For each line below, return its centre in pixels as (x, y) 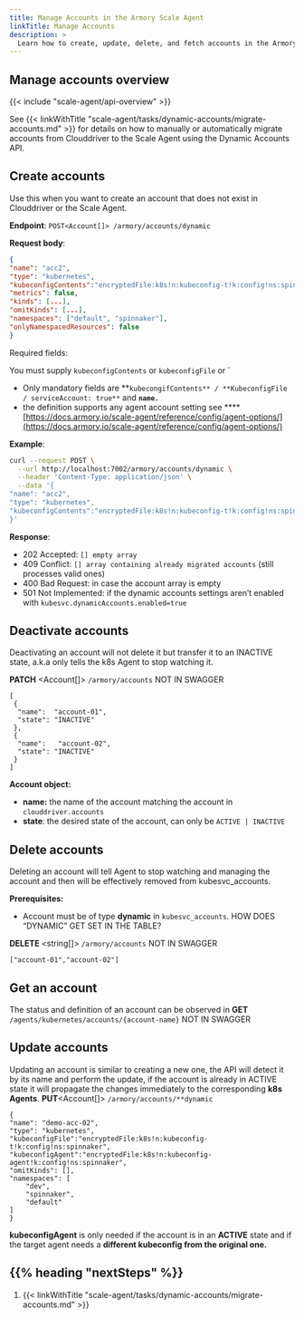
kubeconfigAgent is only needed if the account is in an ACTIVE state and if (151, 1235)
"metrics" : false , (44, 293)
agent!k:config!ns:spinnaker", (68, 1162)
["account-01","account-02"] (64, 960)
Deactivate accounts (69, 631)
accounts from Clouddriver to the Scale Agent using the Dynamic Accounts (149, 139)
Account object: (40, 784)
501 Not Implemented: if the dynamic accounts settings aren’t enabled (153, 592)
